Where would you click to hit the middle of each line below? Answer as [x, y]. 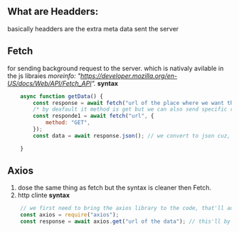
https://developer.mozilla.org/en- [129, 76]
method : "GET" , [68, 123]
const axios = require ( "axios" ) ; [70, 215]
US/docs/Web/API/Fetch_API [49, 83]
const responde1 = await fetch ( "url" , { [94, 116]
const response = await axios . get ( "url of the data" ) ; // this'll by [126, 222]
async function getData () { [62, 96]
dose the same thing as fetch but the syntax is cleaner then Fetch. [115, 188]
